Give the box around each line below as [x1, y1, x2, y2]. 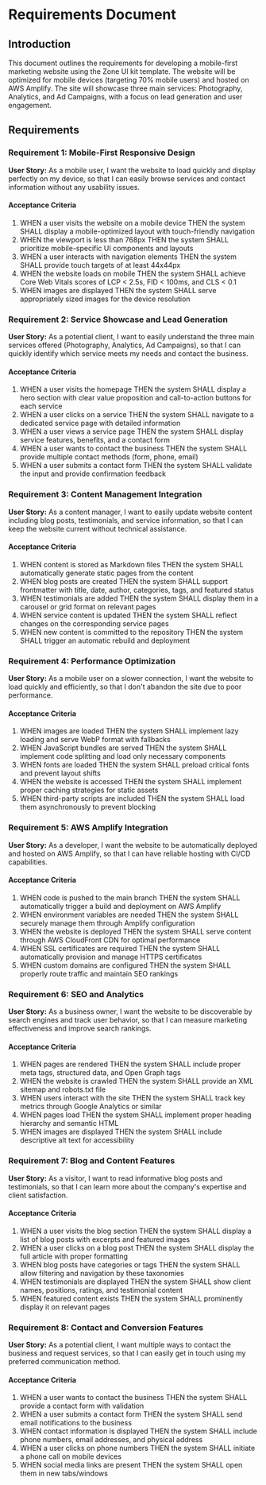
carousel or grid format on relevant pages [19, 601, 156, 611]
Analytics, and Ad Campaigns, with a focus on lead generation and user [8, 92, 243, 101]
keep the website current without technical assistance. [8, 524, 187, 533]
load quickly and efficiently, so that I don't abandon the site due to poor [8, 682, 242, 692]
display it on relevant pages [19, 1301, 110, 1312]
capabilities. [8, 857, 48, 867]
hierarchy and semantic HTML [19, 1119, 119, 1128]
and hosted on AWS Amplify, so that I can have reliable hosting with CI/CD [8, 849, 251, 858]
